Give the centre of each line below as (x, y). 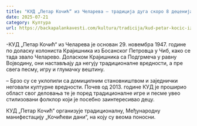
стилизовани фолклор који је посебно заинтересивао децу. (80, 100)
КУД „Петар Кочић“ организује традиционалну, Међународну (83, 111)
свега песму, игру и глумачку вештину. (55, 69)
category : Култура (28, 22)
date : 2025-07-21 (27, 17)
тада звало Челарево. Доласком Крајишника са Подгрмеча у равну (91, 57)
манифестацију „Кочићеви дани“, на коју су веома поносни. (81, 117)
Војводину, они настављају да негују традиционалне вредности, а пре (95, 63)
